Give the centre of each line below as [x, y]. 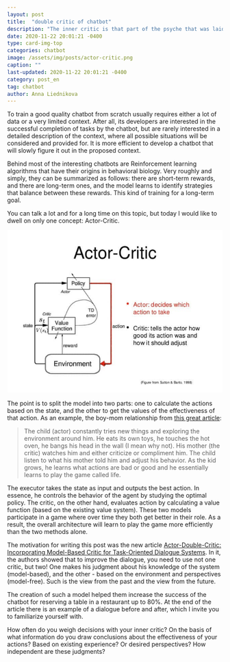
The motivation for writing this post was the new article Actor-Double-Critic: [114, 545]
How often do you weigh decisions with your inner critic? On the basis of [110, 629]
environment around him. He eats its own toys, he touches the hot [117, 438]
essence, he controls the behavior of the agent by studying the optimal [107, 495]
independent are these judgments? [56, 651]
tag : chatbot [26, 87]
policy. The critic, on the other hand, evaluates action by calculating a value [114, 502]
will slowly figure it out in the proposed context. [74, 151]
